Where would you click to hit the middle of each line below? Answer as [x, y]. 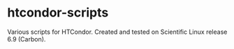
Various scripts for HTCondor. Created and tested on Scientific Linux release [117, 32]
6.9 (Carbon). [27, 39]
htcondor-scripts [58, 13]
